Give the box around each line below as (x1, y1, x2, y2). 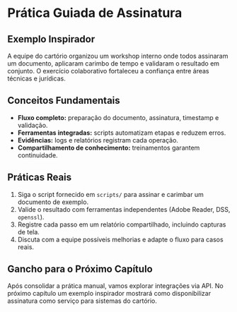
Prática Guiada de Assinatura (7, 5, 183, 21)
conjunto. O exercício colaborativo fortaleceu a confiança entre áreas (7, 67, 209, 75)
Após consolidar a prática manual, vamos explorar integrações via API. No (7, 282, 224, 290)
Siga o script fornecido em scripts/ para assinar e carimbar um (17, 190, 204, 198)
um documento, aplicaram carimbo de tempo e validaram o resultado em (7, 59, 220, 68)
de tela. (17, 227, 40, 236)
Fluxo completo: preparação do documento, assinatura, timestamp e (17, 113, 219, 121)
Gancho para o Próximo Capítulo (7, 263, 154, 275)
